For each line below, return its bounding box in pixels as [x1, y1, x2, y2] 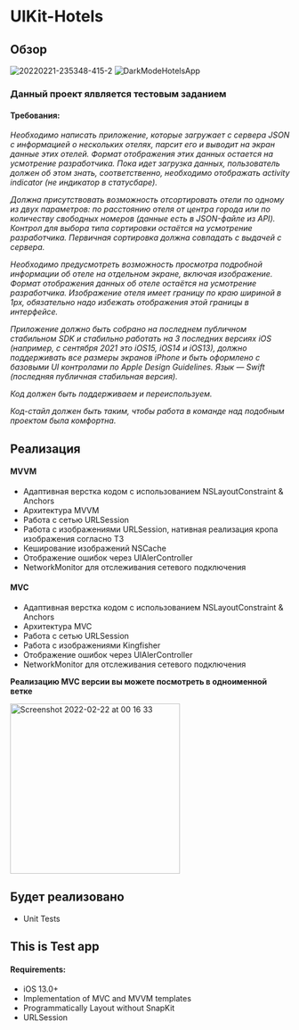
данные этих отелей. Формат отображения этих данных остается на [10, 149, 274, 160]
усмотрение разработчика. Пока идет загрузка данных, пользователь [10, 158, 281, 169]
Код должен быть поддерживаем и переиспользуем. [10, 388, 213, 399]
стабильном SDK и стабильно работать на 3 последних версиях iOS [10, 333, 272, 345]
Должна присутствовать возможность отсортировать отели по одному [10, 195, 285, 205]
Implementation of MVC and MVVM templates [22, 993, 192, 1004]
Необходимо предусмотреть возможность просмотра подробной [10, 259, 263, 270]
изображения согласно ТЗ [22, 533, 125, 544]
